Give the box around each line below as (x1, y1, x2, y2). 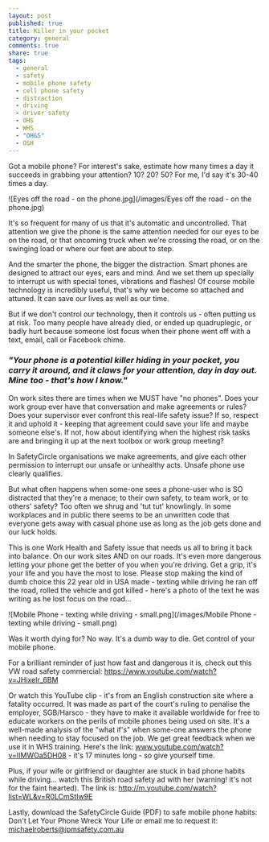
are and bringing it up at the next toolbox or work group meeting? (8, 435, 225, 445)
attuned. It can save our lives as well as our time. (8, 293, 170, 303)
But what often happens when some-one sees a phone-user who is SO (8, 484, 243, 493)
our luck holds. (8, 526, 58, 536)
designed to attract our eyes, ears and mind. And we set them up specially (8, 267, 255, 278)
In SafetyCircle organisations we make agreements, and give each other (8, 452, 247, 461)
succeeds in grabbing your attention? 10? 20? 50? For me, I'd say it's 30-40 (8, 170, 259, 180)
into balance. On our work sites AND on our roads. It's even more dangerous (8, 551, 262, 560)
